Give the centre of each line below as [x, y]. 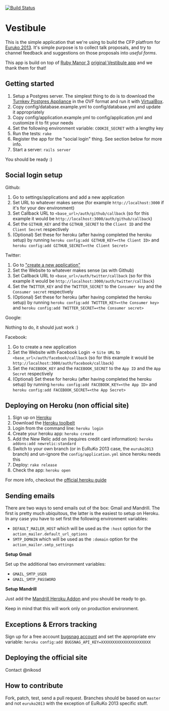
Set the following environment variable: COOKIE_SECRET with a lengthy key [88, 128]
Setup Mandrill [21, 589]
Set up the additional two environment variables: [55, 564]
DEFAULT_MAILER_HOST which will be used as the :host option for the [82, 528]
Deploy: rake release [35, 465]
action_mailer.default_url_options [50, 535]
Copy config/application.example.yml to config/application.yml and [82, 117]
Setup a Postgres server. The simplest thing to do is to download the [83, 96]
